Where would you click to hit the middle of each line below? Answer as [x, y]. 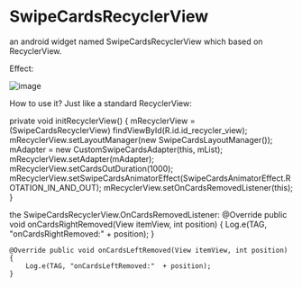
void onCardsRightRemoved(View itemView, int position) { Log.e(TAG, [138, 224]
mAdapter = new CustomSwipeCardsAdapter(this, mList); [116, 149]
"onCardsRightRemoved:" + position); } [82, 233]
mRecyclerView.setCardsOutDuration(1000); [92, 168]
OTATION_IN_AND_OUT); [55, 187]
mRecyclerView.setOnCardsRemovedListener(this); [198, 187]
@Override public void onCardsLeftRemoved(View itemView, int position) [149, 250]
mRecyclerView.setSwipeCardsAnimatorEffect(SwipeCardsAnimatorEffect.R [150, 178]
